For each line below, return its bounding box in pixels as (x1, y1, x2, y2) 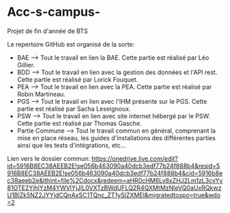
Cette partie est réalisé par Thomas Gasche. (16, 119, 142, 127)
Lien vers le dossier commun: (7, 154, 90, 162)
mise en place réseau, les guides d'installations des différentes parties (16, 133, 216, 142)
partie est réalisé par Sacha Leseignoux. (16, 104, 131, 113)
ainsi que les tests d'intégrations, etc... (16, 141, 127, 149)
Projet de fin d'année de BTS (7, 27, 88, 35)
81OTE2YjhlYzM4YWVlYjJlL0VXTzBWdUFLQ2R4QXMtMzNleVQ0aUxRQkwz (7, 183, 222, 192)
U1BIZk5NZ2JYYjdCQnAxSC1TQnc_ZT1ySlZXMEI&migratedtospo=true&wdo (7, 190, 221, 199)
